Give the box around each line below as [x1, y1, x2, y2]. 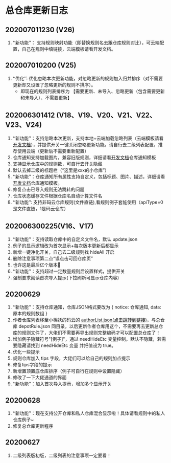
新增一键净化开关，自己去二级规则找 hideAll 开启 [12, 249, 115, 255]
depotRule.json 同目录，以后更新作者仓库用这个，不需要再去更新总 [18, 323, 159, 329]
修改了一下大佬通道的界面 [12, 374, 67, 381]
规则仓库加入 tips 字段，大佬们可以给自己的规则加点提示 [12, 355, 131, 361]
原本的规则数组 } [12, 311, 47, 317]
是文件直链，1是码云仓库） [12, 205, 69, 211]
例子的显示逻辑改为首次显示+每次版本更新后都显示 [12, 242, 119, 249]
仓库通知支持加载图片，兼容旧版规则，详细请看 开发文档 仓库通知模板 [12, 154, 156, 160]
